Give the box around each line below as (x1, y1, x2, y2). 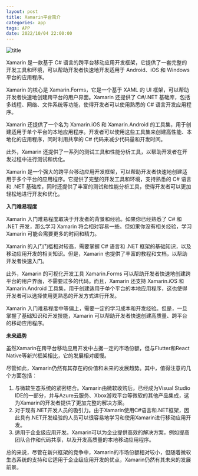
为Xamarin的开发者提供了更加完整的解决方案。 (14, 399, 128, 406)
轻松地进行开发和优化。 (6, 190, 63, 198)
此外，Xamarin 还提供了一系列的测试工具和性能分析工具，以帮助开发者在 (6, 148, 183, 155)
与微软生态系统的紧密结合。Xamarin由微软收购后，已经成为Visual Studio (14, 384, 190, 392)
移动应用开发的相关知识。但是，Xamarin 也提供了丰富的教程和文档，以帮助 (6, 250, 187, 257)
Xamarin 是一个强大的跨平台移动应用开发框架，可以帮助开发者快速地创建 (6, 168, 183, 175)
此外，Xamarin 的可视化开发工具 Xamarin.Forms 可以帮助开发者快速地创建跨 (6, 270, 191, 278)
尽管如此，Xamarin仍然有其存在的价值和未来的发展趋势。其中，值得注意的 (6, 364, 186, 372)
